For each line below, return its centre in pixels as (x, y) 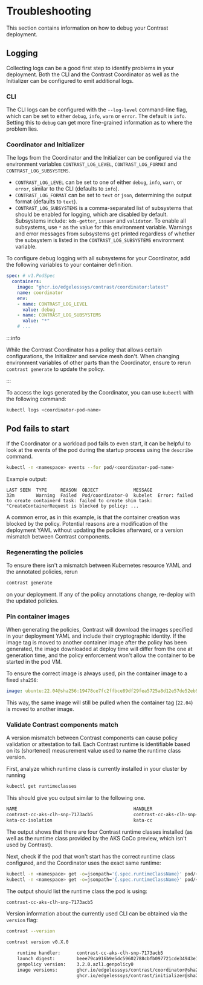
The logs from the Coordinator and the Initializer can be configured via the (99, 158)
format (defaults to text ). (46, 201)
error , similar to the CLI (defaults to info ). (67, 189)
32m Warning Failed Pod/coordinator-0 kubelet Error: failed (100, 495)
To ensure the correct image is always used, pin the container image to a (97, 673)
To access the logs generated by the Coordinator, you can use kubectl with (100, 393)
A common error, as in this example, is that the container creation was (93, 517)
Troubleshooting (49, 11)
